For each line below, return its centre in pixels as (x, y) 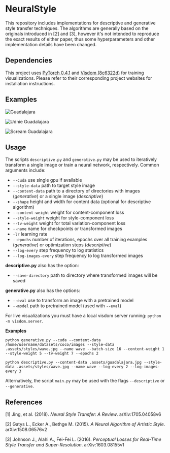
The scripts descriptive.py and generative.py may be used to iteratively (81, 159)
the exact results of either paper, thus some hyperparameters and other (80, 39)
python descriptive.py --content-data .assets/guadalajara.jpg (74, 363)
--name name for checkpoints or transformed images (67, 229)
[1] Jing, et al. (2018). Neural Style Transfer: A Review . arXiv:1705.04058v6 (83, 414)
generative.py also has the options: (43, 290)
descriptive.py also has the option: (42, 266)
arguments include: (25, 170)
